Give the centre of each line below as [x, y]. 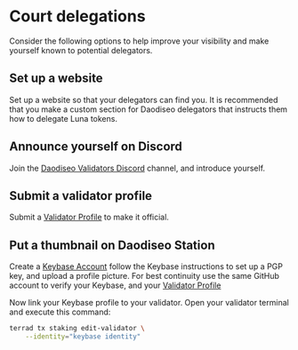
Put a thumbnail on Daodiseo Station [112, 245]
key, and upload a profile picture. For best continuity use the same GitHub [145, 276]
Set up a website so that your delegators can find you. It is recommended [144, 99]
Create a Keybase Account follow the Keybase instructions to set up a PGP [146, 266]
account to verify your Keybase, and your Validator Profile [115, 285]
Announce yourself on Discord [96, 147]
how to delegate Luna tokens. [64, 118]
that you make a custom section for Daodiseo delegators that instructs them [148, 109]
